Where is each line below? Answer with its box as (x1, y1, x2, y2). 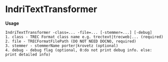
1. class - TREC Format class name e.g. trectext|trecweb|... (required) (5, 34, 164, 39)
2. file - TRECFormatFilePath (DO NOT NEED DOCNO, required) (5, 39, 137, 44)
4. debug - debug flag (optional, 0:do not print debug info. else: (5, 47, 152, 52)
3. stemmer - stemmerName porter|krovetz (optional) (5, 43, 119, 48)
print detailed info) (5, 52, 51, 57)
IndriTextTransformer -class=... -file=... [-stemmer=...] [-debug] (5, 30, 152, 35)
